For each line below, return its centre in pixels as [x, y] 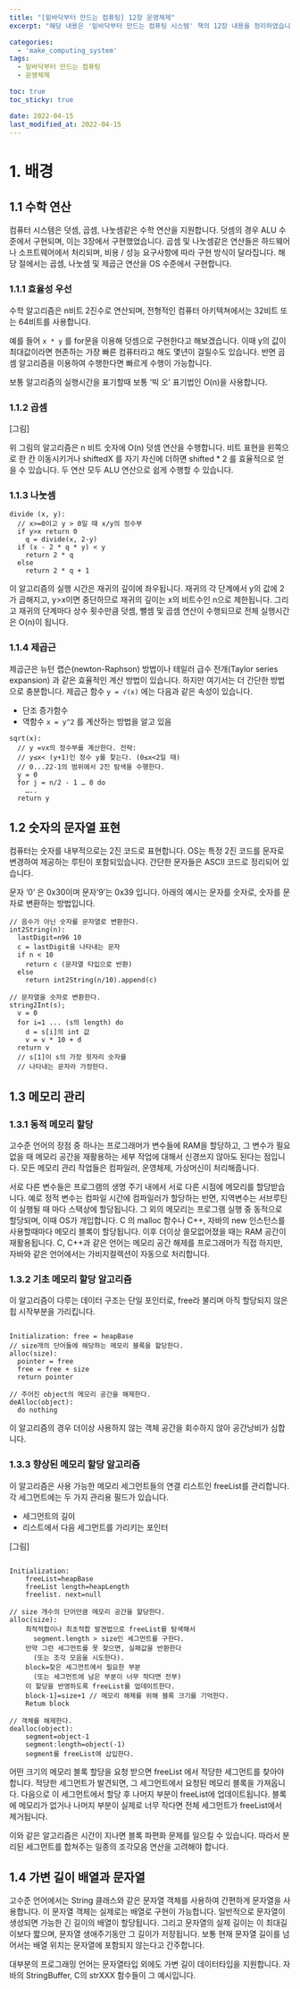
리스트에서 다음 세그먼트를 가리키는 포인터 [95, 1527]
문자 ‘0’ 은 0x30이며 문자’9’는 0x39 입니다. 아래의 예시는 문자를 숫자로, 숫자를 [145, 892]
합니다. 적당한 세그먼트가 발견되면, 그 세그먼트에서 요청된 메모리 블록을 [132, 1782]
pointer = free [46, 1362]
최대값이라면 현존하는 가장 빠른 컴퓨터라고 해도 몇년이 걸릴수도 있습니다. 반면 [143, 352]
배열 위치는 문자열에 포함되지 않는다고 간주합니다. [119, 1945]
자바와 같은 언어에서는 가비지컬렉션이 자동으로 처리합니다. [109, 1254]
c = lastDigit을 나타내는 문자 [69, 948]
